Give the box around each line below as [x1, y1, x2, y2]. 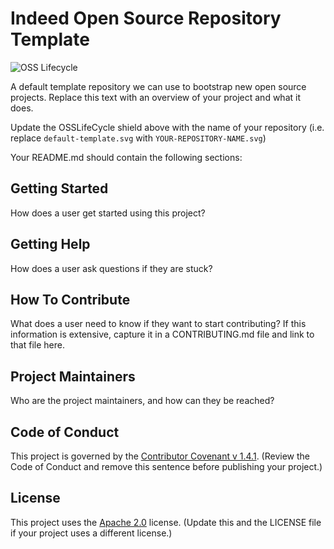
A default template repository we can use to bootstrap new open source [10, 80, 307, 92]
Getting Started [10, 180, 109, 197]
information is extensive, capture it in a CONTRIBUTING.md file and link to [10, 328, 315, 341]
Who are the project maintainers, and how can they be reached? [10, 395, 275, 407]
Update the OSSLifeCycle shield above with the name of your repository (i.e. [10, 121, 325, 133]
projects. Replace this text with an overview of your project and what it [10, 91, 301, 103]
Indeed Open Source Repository [10, 7, 282, 30]
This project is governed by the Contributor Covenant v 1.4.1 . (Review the [10, 450, 310, 462]
